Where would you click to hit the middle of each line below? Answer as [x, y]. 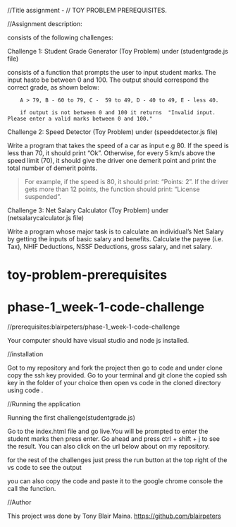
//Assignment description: [45, 24]
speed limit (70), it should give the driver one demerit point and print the [112, 160]
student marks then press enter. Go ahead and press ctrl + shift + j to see [114, 439]
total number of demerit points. [52, 168]
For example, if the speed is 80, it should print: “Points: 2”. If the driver [126, 182]
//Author [19, 502]
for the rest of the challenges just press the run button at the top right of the [117, 460]
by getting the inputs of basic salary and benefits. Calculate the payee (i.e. [115, 239]
